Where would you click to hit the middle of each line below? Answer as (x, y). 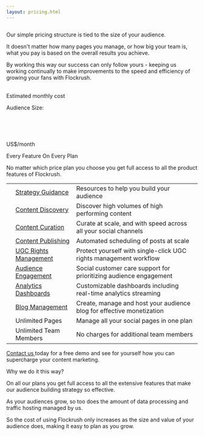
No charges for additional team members (134, 334)
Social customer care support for (123, 268)
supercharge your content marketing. (53, 359)
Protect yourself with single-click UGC (131, 251)
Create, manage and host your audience (134, 303)
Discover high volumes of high (119, 206)
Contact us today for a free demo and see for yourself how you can (90, 353)
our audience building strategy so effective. (61, 389)
